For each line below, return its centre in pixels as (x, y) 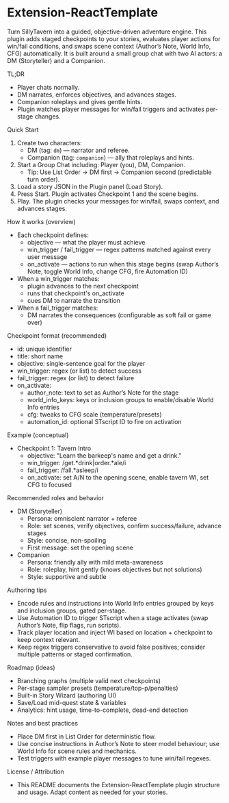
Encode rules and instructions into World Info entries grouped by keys (115, 603)
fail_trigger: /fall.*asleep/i (63, 470)
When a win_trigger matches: (58, 278)
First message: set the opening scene (80, 547)
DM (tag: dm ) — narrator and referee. (78, 150)
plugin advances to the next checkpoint (83, 286)
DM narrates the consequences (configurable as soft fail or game (119, 315)
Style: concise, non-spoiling (67, 540)
